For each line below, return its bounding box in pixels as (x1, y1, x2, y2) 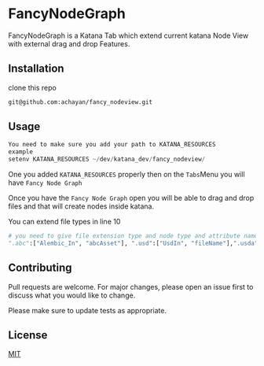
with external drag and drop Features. (8, 39, 130, 48)
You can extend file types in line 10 (8, 217, 121, 227)
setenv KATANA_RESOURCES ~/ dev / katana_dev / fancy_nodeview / (8, 155, 206, 164)
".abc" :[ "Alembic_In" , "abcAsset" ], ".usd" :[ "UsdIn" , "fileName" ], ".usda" (8, 239, 258, 247)
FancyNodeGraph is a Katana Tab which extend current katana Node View (8, 31, 249, 40)
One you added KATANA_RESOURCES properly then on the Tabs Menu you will (8, 170, 245, 179)
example (8, 148, 34, 156)
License (8, 328, 48, 342)
